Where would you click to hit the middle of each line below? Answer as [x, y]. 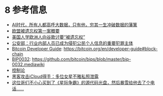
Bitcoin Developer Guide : [37, 48]
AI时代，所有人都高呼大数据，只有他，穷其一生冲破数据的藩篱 [75, 25]
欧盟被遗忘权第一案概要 [36, 31]
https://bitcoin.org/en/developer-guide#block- [111, 48]
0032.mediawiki [28, 64]
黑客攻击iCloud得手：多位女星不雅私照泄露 [55, 76]
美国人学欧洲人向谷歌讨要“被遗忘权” [48, 37]
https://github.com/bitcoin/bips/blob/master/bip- [81, 59]
